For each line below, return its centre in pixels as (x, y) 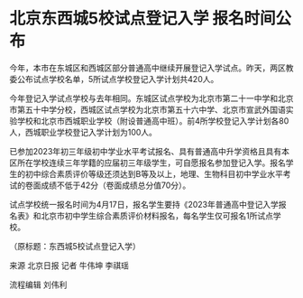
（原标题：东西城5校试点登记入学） (75, 246)
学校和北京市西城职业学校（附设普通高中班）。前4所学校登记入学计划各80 (153, 121)
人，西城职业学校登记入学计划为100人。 (83, 132)
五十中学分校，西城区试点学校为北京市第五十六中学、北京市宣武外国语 (155, 109)
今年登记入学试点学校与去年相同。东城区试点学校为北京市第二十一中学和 (143, 98)
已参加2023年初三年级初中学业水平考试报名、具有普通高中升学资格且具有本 (150, 151)
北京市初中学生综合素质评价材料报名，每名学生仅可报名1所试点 (156, 215)
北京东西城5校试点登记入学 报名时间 (143, 19)
